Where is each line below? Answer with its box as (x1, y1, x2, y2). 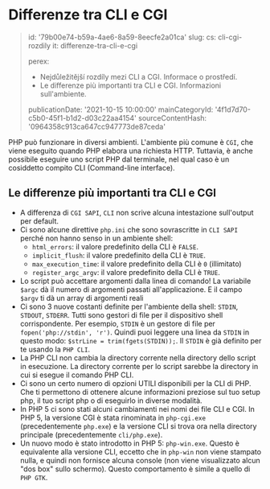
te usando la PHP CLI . (19, 344, 91, 354)
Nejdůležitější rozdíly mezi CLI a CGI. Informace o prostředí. (39, 72, 238, 81)
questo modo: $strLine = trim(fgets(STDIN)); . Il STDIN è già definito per (19, 335, 262, 345)
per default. (19, 216, 59, 226)
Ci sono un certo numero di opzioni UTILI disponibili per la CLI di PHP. (19, 378, 252, 388)
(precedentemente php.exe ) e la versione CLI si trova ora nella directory (19, 421, 257, 431)
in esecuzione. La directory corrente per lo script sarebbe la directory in (19, 361, 259, 371)
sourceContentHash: (137, 113, 207, 122)
